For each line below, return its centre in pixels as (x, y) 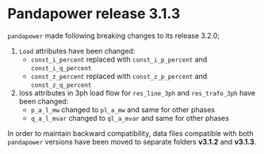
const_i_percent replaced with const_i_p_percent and (119, 59)
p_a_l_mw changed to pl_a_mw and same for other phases (123, 109)
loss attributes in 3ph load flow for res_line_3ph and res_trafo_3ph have (137, 92)
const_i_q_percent (61, 68)
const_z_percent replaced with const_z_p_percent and (119, 76)
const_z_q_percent (61, 85)
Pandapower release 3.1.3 (94, 14)
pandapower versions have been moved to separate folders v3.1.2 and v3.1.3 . (132, 141)
